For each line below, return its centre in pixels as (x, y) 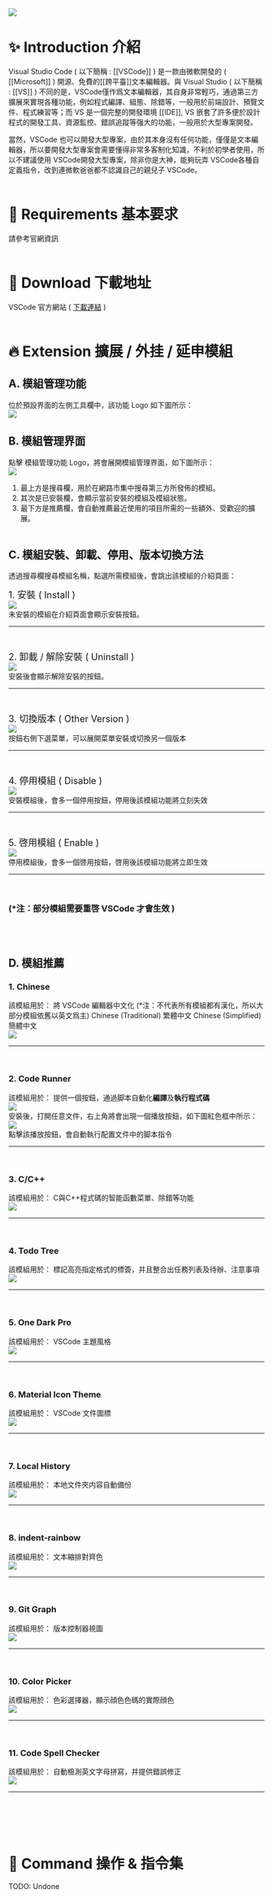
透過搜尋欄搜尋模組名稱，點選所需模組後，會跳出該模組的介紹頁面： (122, 576)
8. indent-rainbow (45, 1538)
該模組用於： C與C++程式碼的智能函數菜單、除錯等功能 (101, 1198)
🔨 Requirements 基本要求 (93, 214)
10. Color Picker (40, 1681)
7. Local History (39, 1466)
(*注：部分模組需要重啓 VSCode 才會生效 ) (92, 908)
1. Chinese (29, 987)
